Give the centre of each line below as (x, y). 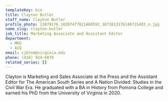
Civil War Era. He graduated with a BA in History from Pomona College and (84, 88)
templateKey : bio (24, 10)
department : (18, 39)
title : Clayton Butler (30, 15)
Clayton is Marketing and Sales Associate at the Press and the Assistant (81, 77)
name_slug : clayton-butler (34, 29)
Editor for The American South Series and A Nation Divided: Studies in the (83, 82)
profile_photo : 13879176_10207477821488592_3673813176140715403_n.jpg (82, 24)
